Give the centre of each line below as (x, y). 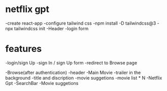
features (24, 49)
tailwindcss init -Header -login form (52, 28)
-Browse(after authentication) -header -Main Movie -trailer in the (73, 72)
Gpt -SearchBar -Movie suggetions (42, 83)
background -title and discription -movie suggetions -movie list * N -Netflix (84, 78)
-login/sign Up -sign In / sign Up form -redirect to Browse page (71, 63)
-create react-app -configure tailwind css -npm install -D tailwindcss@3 (81, 23)
